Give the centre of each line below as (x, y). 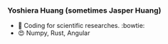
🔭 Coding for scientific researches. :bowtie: (81, 26)
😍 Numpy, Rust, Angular (54, 33)
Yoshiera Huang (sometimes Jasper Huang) (84, 10)
